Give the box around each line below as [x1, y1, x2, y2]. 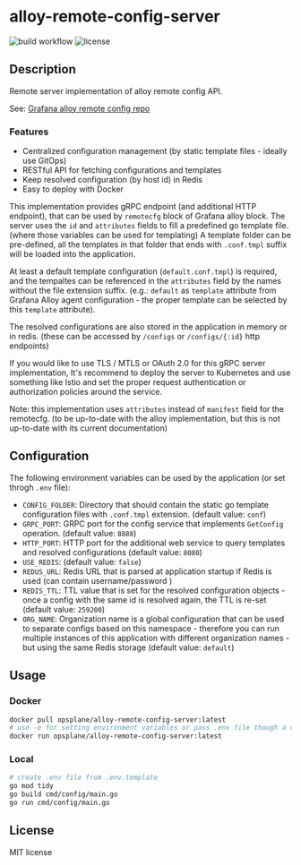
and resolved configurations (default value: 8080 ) [21, 546, 203, 557]
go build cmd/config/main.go [9, 790, 118, 799]
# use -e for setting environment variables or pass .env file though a [9, 724, 287, 732]
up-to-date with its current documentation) [9, 423, 168, 433]
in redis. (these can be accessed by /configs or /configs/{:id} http [9, 331, 261, 342]
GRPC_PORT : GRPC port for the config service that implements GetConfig [21, 518, 284, 529]
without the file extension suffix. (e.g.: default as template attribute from [9, 285, 277, 296]
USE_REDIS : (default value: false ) [21, 556, 142, 567]
